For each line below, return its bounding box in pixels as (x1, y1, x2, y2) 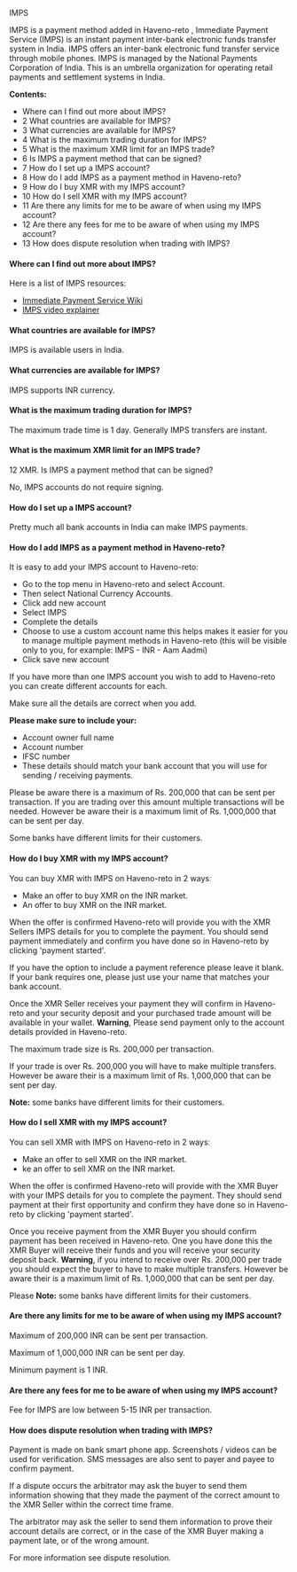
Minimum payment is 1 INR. (9, 1365, 108, 1375)
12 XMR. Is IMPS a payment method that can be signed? (9, 465, 214, 475)
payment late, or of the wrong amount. (9, 1536, 150, 1546)
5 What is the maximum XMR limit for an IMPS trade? (21, 144, 215, 154)
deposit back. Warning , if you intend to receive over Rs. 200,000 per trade (9, 1254, 282, 1264)
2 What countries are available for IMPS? (21, 115, 171, 126)
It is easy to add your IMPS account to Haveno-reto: (9, 562, 199, 573)
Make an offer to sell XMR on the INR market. (21, 1154, 187, 1164)
